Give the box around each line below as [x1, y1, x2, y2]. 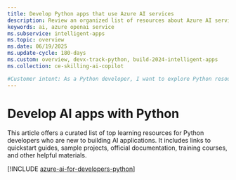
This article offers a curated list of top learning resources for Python [7, 129, 204, 137]
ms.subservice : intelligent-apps [7, 30, 105, 37]
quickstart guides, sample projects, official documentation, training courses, [7, 143, 228, 152]
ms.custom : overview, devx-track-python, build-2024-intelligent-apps [7, 56, 218, 63]
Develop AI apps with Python [7, 105, 180, 122]
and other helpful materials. [7, 151, 87, 160]
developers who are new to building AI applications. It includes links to [7, 136, 211, 145]
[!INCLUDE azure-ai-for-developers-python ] [7, 165, 136, 173]
